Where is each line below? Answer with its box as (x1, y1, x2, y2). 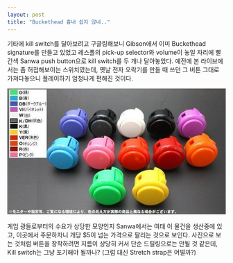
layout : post (7, 11, 45, 18)
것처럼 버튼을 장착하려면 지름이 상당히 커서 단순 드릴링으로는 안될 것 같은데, (14, 239, 218, 248)
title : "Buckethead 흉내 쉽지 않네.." (7, 18, 111, 26)
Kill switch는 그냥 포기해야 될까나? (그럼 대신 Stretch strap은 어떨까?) (7, 248, 196, 257)
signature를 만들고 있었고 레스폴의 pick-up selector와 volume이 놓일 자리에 (7, 48, 214, 56)
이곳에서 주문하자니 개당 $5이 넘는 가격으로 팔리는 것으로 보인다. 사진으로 (16, 231, 214, 239)
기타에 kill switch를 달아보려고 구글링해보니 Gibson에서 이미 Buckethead (7, 39, 207, 48)
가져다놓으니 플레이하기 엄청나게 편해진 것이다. (7, 74, 134, 83)
